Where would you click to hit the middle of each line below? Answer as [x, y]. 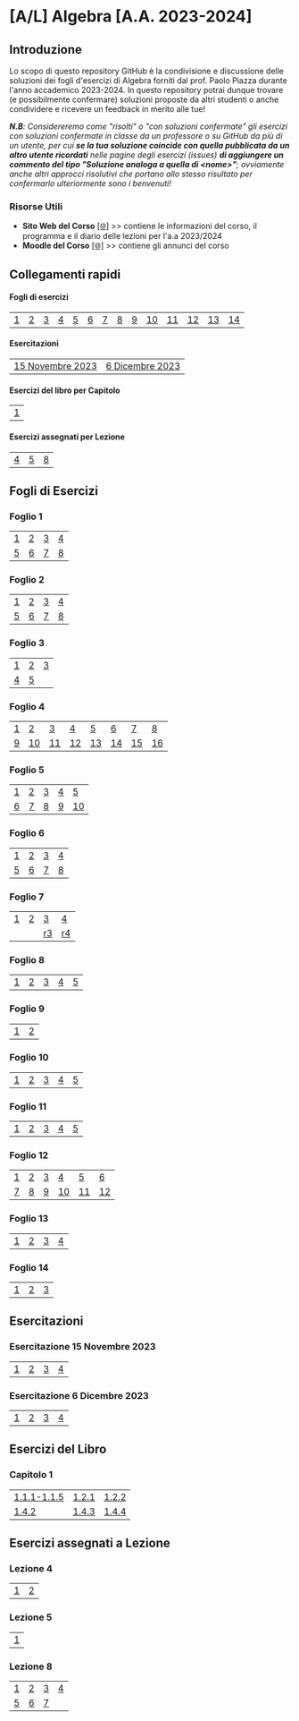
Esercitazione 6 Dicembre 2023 [79, 1395]
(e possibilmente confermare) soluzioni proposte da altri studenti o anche [144, 99]
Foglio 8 [27, 959]
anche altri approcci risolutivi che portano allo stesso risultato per [131, 174]
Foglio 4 [27, 706]
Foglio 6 [27, 833]
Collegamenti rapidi [65, 274]
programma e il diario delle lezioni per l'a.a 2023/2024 [122, 236]
